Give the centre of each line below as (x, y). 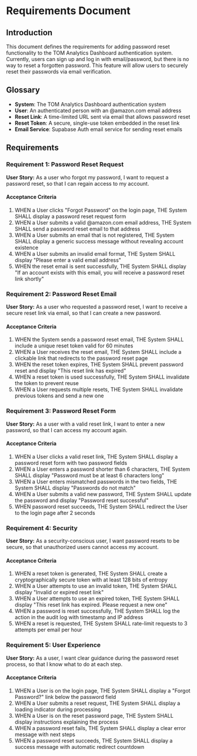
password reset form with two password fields (71, 463)
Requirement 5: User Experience (54, 645)
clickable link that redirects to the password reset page (81, 358)
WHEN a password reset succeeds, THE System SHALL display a (94, 740)
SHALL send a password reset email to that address (77, 229)
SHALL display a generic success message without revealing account (99, 241)
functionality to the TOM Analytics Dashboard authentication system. (90, 53)
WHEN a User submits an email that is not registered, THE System (94, 235)
